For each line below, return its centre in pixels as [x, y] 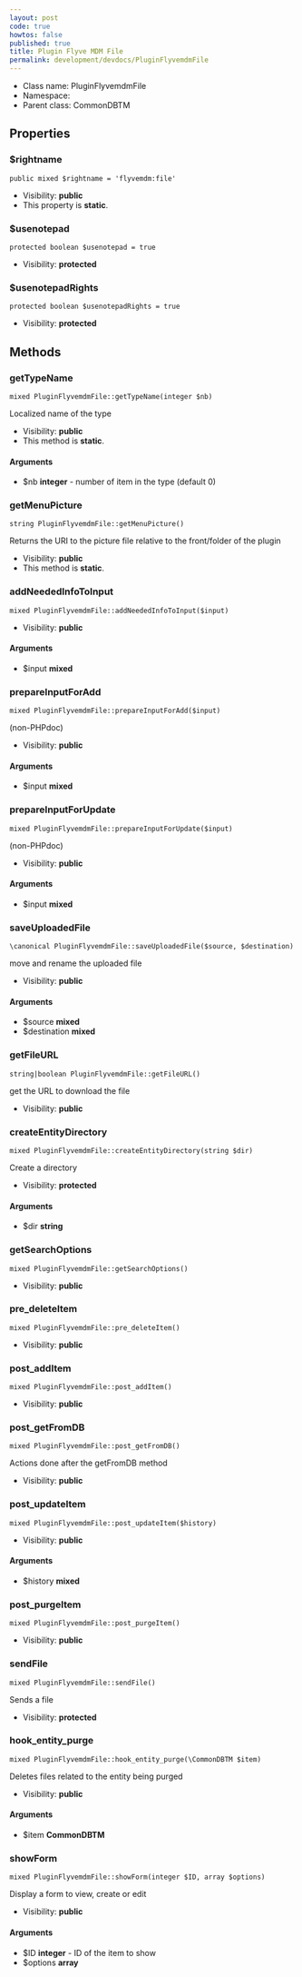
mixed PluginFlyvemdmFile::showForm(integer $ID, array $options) [137, 1877]
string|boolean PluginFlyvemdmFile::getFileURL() [105, 1074]
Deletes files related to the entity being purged [96, 1776]
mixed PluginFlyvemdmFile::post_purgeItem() [95, 1624]
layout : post [34, 18]
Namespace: [46, 95]
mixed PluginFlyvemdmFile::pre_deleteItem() [95, 1327]
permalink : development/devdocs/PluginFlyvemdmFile [109, 60]
